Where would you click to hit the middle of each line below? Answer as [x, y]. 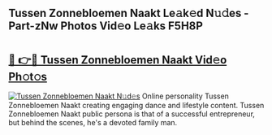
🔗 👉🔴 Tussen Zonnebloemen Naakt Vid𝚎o [118, 60]
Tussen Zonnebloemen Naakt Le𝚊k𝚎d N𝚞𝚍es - [129, 13]
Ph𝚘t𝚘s [28, 76]
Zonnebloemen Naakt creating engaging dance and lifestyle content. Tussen [136, 105]
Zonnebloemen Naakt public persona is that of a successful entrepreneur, [132, 114]
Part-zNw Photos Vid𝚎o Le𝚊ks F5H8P [106, 26]
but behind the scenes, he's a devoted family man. [93, 122]
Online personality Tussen [186, 96]
